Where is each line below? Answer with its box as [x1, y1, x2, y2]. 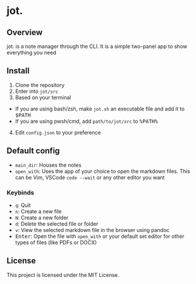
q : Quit [15, 202, 31, 209]
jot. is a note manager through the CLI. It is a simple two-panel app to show [6, 43, 187, 50]
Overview [6, 27, 43, 37]
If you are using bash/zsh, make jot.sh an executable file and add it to [15, 105, 185, 112]
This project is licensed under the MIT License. [6, 271, 120, 278]
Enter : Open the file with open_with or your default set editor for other [15, 233, 184, 240]
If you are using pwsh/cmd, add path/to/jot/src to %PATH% [15, 117, 158, 124]
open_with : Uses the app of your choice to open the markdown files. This [15, 168, 190, 175]
